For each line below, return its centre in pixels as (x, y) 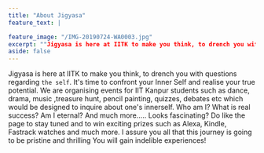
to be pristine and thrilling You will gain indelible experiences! (107, 140)
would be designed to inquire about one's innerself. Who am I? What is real (129, 107)
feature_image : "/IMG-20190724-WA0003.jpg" (81, 37)
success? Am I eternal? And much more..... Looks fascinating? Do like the (127, 115)
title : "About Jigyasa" (47, 15)
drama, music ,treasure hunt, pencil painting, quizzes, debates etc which (126, 99)
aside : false (29, 52)
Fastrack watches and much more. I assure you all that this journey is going (130, 132)
